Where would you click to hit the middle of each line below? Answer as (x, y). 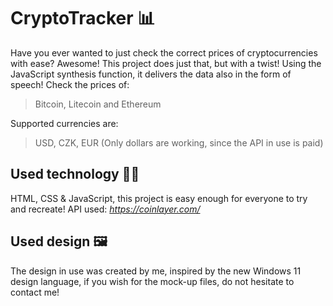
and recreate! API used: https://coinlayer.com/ (105, 209)
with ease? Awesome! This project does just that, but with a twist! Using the (166, 63)
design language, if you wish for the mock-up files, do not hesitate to (152, 281)
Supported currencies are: (64, 123)
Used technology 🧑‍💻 (75, 174)
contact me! (35, 292)
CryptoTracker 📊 (83, 18)
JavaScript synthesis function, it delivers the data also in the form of (151, 74)
